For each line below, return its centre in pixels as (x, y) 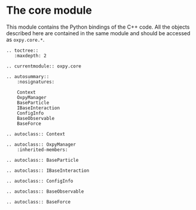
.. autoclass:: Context (36, 134)
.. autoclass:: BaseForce (38, 202)
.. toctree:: (22, 50)
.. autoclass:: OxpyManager (41, 144)
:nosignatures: (36, 82)
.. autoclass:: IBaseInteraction (48, 171)
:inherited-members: (42, 150)
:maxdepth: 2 (30, 55)
